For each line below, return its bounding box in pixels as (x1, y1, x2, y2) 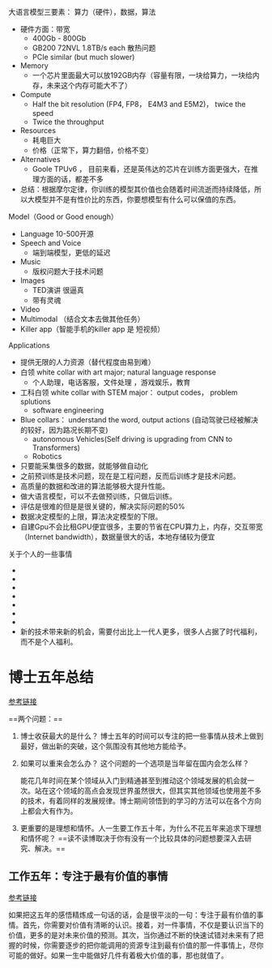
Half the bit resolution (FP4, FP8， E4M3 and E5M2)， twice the (32, 100, 246, 109)
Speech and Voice (19, 238, 82, 247)
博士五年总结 (8, 668, 95, 687)
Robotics (32, 452, 62, 460)
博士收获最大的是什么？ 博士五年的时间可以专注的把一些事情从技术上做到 (19, 730, 264, 740)
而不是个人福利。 (19, 637, 78, 646)
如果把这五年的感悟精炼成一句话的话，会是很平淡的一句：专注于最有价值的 (8, 910, 257, 919)
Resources (19, 126, 57, 135)
